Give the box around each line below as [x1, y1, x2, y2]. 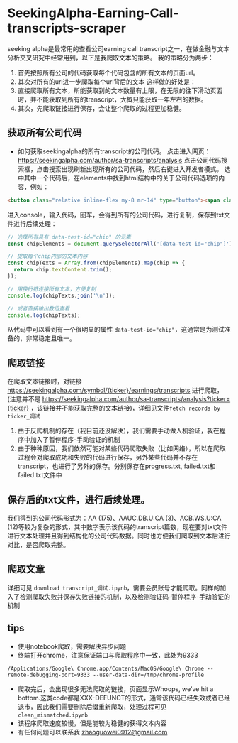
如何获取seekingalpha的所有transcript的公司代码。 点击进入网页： [17, 147, 211, 156]
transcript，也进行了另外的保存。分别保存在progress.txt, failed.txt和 [17, 462, 216, 470]
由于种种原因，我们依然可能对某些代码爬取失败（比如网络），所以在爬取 [17, 444, 226, 452]
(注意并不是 [7, 395, 41, 403]
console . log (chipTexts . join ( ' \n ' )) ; [7, 292, 115, 299]
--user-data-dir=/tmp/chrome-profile [93, 671, 204, 678]
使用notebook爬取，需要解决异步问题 [17, 641, 127, 651]
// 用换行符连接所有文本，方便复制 [7, 286, 96, 293]
